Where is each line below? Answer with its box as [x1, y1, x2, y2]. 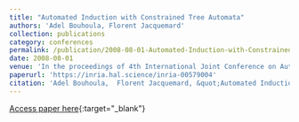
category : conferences [9, 37, 93, 47]
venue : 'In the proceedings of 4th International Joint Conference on [9, 63, 277, 72]
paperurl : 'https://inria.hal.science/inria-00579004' [9, 71, 217, 80]
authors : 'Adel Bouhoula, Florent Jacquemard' [9, 21, 185, 30]
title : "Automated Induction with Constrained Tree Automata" [9, 12, 245, 22]
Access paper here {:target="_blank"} [9, 103, 146, 113]
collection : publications [9, 29, 105, 38]
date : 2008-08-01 [9, 54, 74, 63]
